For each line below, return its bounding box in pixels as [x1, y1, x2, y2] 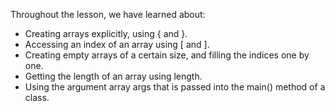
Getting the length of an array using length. [24, 70, 203, 82]
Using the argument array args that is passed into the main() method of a [24, 81, 326, 93]
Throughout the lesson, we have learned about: [10, 9, 206, 20]
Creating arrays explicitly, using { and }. [24, 28, 188, 39]
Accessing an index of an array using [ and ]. [24, 39, 210, 50]
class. [24, 92, 50, 103]
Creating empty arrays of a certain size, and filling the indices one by [24, 49, 310, 61]
